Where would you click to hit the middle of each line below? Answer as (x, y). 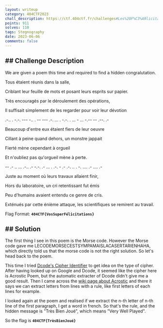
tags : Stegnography (25, 32)
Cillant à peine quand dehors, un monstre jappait (54, 138)
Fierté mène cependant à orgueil (38, 148)
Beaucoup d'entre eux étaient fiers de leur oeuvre (55, 129)
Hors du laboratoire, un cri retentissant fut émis (52, 186)
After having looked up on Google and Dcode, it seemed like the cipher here (81, 271)
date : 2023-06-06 (23, 37)
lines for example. (23, 292)
